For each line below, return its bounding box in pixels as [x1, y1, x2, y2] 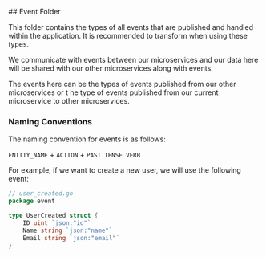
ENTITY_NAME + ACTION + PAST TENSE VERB [8, 150, 141, 160]
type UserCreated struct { [8, 212, 99, 220]
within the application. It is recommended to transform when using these [8, 31, 248, 40]
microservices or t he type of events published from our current [8, 88, 219, 97]
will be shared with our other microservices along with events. [8, 63, 214, 73]
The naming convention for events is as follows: [8, 134, 166, 144]
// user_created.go [8, 190, 74, 198]
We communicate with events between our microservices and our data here [8, 55, 259, 64]
